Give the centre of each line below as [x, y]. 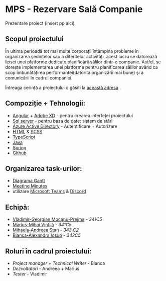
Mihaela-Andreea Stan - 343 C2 [46, 230]
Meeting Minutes [30, 186]
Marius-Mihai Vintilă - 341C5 [42, 225]
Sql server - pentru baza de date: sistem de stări [62, 121]
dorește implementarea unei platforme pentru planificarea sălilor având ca [81, 67]
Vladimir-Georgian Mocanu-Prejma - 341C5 [57, 219]
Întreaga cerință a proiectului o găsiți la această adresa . [63, 87]
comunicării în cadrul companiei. [39, 78]
